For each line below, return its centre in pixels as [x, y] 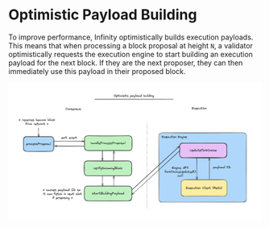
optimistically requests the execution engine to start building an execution [131, 54]
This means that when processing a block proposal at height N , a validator [131, 45]
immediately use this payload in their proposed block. [97, 71]
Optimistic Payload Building [103, 15]
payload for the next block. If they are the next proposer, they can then [126, 63]
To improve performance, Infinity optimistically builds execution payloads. [131, 37]
